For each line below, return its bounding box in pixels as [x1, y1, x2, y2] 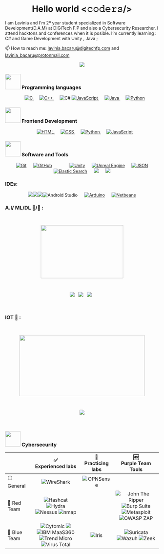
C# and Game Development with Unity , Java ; [5, 35, 98, 41]
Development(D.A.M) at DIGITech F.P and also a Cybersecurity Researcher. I [5, 25, 159, 31]
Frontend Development [21, 118, 77, 125]
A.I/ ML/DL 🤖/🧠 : [5, 204, 44, 211]
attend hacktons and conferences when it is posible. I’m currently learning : [5, 30, 157, 36]
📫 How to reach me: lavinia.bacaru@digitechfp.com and [5, 45, 119, 51]
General [7, 483, 26, 490]
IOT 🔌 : [5, 314, 21, 321]
